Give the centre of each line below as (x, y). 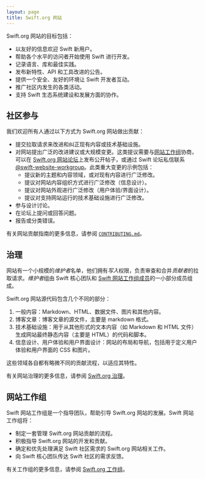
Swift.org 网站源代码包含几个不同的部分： (59, 299)
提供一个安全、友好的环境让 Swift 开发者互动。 (74, 79)
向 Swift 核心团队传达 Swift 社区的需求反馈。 (71, 456)
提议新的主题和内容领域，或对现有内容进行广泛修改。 (91, 175)
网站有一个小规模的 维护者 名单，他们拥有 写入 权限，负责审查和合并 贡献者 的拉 (103, 271)
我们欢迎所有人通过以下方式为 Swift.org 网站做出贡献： (75, 131)
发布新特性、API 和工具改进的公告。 (60, 71)
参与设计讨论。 (34, 206)
